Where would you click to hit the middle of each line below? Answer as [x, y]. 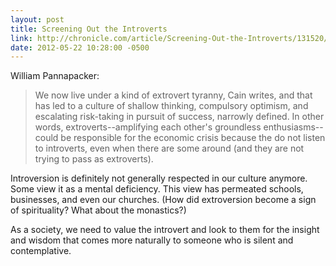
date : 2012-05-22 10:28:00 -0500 [80, 47]
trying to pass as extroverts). [94, 159]
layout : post [37, 19]
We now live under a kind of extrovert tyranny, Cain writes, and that [173, 95]
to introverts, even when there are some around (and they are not [169, 148]
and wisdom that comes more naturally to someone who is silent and [152, 240]
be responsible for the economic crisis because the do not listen [193, 138]
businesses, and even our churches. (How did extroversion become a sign [163, 200]
